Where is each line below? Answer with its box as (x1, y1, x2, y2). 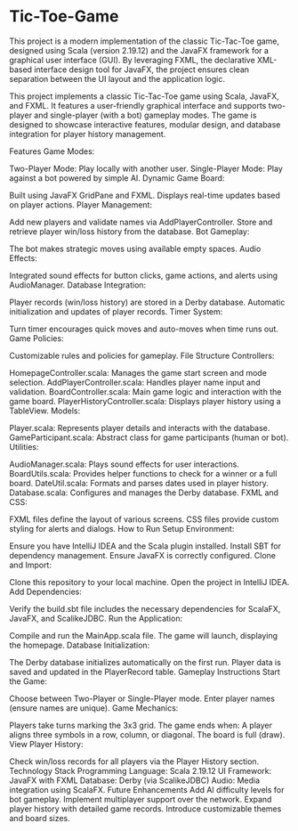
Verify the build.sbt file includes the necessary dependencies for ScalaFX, (9, 603, 281, 614)
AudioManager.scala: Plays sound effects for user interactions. (9, 459, 240, 469)
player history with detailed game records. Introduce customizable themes (9, 803, 282, 814)
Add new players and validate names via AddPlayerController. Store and (9, 216, 273, 227)
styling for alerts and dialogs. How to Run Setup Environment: (9, 523, 235, 534)
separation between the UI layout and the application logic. (9, 73, 225, 84)
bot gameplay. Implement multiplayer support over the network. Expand (9, 794, 272, 804)
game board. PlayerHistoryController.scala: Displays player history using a (9, 395, 282, 406)
